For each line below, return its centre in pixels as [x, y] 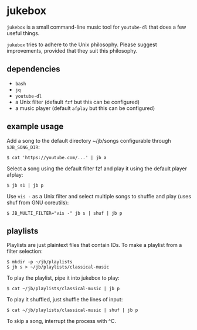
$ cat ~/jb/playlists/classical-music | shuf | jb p [72, 310]
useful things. [23, 33]
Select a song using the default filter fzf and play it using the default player [97, 169]
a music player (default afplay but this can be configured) [85, 108]
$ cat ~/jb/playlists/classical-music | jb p [63, 289]
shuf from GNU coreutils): [38, 202]
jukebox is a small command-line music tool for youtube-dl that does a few [96, 27]
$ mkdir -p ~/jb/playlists [40, 262]
